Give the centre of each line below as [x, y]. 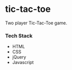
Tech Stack [19, 36]
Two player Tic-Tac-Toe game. [36, 23]
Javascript [23, 63]
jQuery [19, 57]
